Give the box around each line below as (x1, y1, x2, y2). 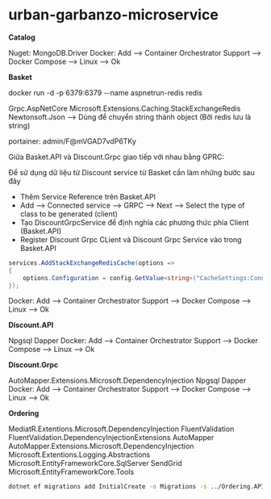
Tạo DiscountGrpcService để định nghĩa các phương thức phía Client (19, 217, 249, 227)
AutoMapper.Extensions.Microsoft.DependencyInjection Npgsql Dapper (8, 375, 247, 385)
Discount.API (8, 321, 54, 330)
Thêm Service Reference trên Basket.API (19, 191, 156, 201)
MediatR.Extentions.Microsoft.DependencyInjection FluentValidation (8, 424, 235, 434)
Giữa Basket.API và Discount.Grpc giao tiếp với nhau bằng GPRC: (8, 152, 224, 161)
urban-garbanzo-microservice (8, 6, 219, 24)
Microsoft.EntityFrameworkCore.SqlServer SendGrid (8, 459, 183, 468)
